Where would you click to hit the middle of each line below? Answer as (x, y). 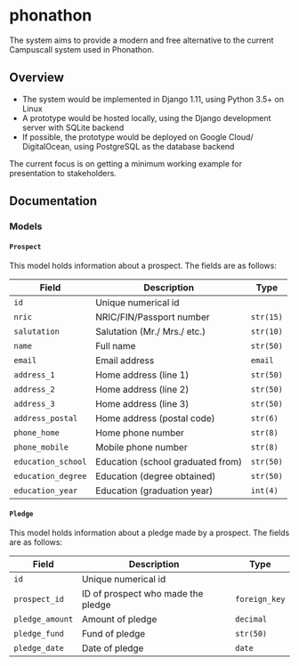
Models (26, 226)
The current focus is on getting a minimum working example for (126, 163)
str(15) (267, 317)
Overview (37, 78)
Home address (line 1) (142, 375)
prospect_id (39, 599)
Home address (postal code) (155, 418)
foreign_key (260, 599)
